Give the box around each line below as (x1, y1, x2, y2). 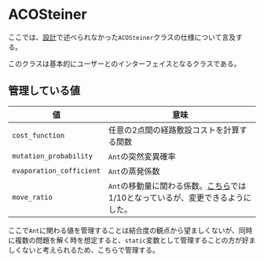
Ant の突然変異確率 (108, 151, 176, 162)
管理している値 (8, 84, 81, 97)
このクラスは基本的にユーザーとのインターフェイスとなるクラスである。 (8, 59, 241, 68)
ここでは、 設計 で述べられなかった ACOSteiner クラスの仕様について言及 (8, 32, 236, 42)
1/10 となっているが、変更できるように (108, 192, 252, 203)
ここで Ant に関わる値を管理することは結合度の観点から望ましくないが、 (8, 225, 240, 235)
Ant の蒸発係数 (108, 166, 160, 176)
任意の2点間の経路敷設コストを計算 (108, 124, 240, 135)
